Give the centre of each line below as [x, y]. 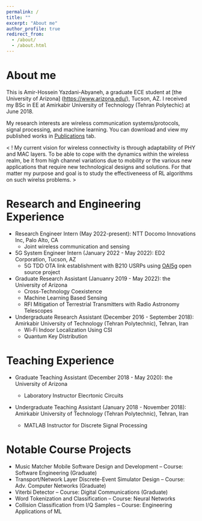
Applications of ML [38, 511]
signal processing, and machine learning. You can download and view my [97, 129]
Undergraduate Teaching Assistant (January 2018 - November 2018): [100, 407]
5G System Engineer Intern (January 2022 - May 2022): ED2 [90, 253]
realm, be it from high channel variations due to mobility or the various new [99, 160]
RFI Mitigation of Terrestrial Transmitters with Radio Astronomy [102, 304]
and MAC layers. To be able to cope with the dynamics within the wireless [98, 154]
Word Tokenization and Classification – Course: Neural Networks [95, 498]
